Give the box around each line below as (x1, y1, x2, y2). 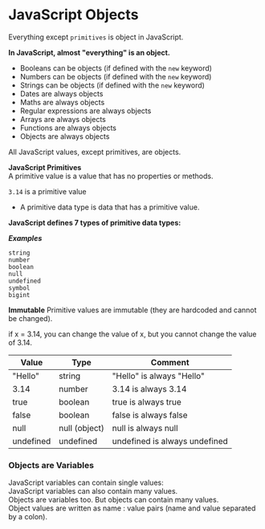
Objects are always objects (19, 131, 110, 141)
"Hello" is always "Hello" (112, 370, 205, 381)
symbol (8, 283, 31, 292)
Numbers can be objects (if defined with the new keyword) (19, 71, 212, 81)
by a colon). (8, 512, 48, 522)
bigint (8, 291, 31, 299)
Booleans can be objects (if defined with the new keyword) (19, 63, 213, 73)
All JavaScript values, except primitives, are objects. (8, 147, 181, 157)
